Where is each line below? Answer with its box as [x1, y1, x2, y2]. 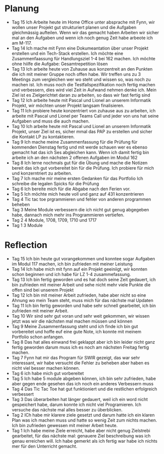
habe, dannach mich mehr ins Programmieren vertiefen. [11, 212, 124, 218]
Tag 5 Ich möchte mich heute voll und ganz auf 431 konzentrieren [11, 191, 144, 197]
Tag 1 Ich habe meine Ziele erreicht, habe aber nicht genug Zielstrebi [11, 428, 150, 433]
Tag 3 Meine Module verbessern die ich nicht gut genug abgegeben [11, 206, 149, 212]
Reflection [4, 240, 47, 251]
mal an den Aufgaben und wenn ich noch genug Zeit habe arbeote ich [11, 35, 153, 41]
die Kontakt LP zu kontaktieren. [11, 133, 75, 140]
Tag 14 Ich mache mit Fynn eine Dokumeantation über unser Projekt [11, 45, 149, 51]
